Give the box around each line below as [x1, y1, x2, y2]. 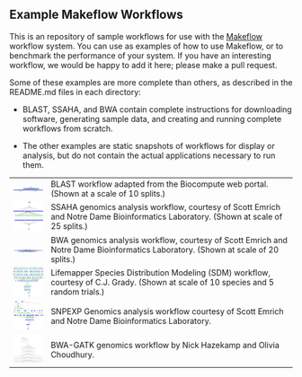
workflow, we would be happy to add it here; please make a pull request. [9, 59, 278, 70]
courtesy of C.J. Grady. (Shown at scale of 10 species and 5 [50, 277, 274, 288]
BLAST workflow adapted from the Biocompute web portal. [50, 179, 269, 189]
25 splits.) [50, 221, 88, 232]
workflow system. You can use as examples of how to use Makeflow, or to [9, 40, 284, 51]
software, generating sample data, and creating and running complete [22, 113, 282, 124]
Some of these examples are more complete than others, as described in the [9, 76, 293, 88]
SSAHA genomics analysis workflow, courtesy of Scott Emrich [50, 202, 281, 213]
